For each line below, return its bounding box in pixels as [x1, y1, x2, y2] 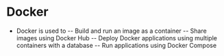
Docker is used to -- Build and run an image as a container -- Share [16, 27, 207, 35]
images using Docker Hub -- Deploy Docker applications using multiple [16, 33, 217, 42]
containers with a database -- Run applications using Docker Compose [16, 41, 217, 49]
